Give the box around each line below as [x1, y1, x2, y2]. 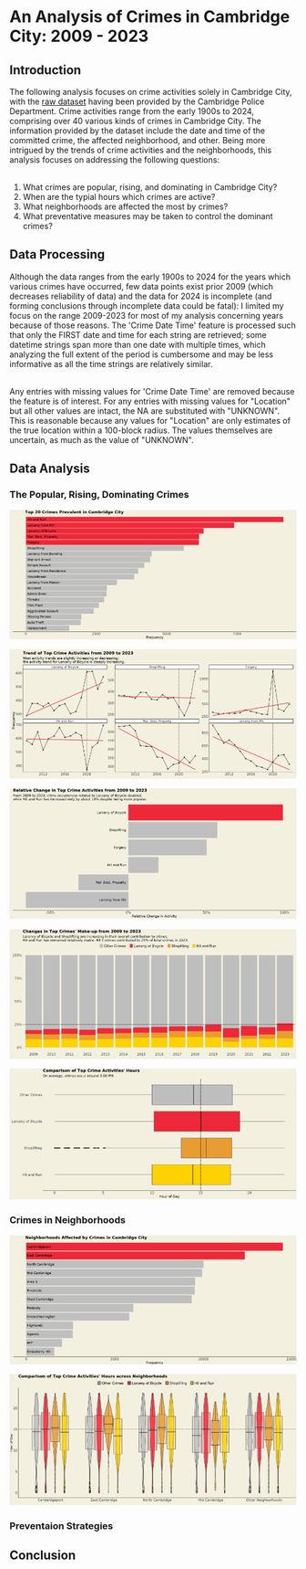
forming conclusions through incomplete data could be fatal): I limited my [9, 300, 284, 311]
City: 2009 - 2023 [9, 26, 149, 47]
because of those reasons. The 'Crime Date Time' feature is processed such [9, 320, 296, 331]
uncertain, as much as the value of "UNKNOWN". [9, 434, 194, 445]
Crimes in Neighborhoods [9, 1214, 126, 1227]
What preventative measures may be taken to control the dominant [22, 211, 273, 221]
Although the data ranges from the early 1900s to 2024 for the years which [9, 271, 291, 282]
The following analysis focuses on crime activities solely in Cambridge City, [9, 87, 293, 97]
